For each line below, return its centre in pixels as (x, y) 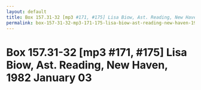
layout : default (26, 12)
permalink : (20, 23)
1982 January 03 (49, 77)
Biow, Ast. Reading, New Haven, (87, 65)
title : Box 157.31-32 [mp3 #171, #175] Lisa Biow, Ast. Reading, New (95, 17)
